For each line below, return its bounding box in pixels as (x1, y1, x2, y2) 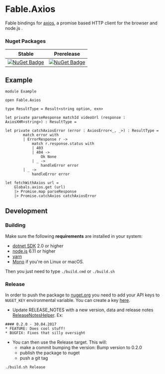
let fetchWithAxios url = (5, 181, 59, 186)
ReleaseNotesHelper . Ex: (12, 312, 63, 318)
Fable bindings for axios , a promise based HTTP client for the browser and (5, 20, 158, 26)
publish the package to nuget (19, 350, 80, 356)
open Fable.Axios (5, 98, 41, 103)
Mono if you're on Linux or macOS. (12, 259, 84, 265)
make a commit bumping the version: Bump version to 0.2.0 (19, 345, 143, 351)
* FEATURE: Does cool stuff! (5, 326, 66, 331)
